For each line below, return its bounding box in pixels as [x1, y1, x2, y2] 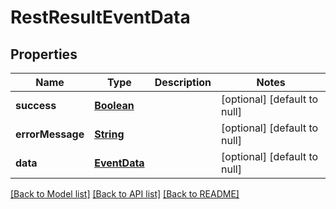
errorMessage [15, 127, 85, 141]
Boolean [94, 99, 135, 112]
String [94, 127, 125, 141]
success [15, 99, 57, 112]
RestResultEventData [10, 6, 191, 29]
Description [154, 76, 212, 89]
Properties [10, 46, 78, 63]
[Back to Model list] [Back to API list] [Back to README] [10, 188, 240, 200]
